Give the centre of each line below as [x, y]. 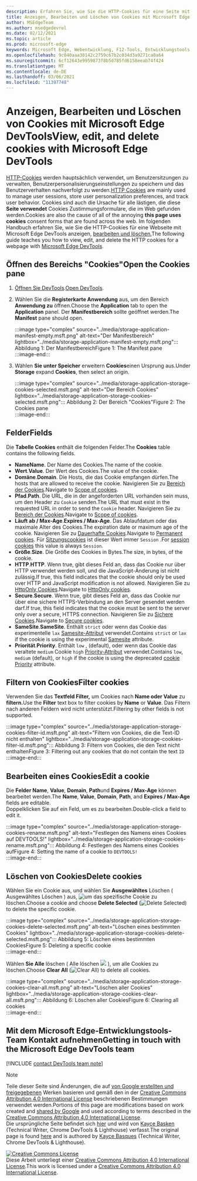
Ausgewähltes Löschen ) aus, [42, 896]
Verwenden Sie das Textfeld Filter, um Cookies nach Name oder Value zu [96, 696]
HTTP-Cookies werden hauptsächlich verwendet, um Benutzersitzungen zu [97, 177]
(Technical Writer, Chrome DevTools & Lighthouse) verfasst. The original [92, 1129]
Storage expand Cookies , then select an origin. [72, 372]
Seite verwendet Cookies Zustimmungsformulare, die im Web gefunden [93, 208]
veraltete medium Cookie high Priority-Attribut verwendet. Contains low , [99, 651]
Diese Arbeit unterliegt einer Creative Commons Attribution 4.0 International [98, 1160]
